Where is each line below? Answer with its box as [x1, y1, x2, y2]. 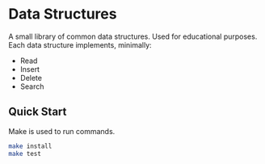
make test [8, 149, 42, 158]
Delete [19, 73, 43, 82]
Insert [19, 64, 40, 74]
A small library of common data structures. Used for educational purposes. [8, 32, 258, 41]
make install [8, 142, 53, 150]
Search [19, 82, 44, 91]
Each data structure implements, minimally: [8, 40, 152, 49]
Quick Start [8, 105, 67, 119]
